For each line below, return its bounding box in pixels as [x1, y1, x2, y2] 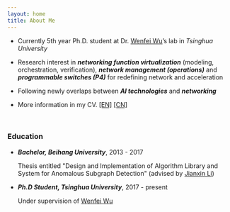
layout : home [7, 10, 46, 18]
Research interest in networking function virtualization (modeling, [17, 57, 214, 66]
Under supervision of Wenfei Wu [17, 196, 113, 205]
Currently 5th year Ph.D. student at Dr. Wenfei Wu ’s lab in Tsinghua [17, 36, 214, 45]
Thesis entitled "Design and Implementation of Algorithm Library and [17, 161, 218, 170]
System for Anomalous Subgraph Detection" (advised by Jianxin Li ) [17, 169, 214, 177]
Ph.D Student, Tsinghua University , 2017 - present [17, 182, 168, 191]
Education [7, 132, 44, 142]
